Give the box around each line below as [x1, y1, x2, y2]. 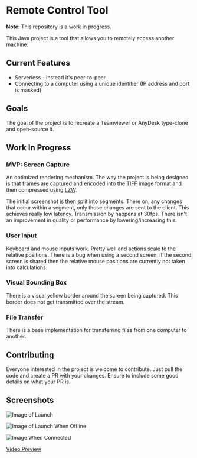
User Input [6, 231, 37, 240]
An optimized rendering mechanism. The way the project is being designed [6, 174, 189, 181]
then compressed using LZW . [6, 186, 78, 193]
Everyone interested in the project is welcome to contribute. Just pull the [6, 365, 183, 373]
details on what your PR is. [6, 378, 71, 385]
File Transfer [6, 313, 43, 321]
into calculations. [6, 264, 48, 271]
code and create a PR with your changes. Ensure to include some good [6, 372, 179, 379]
